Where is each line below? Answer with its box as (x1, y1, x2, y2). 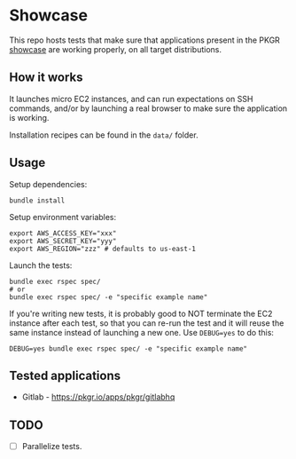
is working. (9, 112, 50, 123)
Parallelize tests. (21, 441, 82, 452)
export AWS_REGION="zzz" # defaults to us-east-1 (9, 244, 197, 253)
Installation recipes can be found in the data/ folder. (9, 130, 199, 140)
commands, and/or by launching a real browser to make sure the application (9, 103, 288, 114)
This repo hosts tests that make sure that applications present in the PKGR (9, 35, 281, 45)
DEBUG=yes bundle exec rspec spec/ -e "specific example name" (9, 344, 248, 353)
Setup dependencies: (9, 178, 88, 189)
